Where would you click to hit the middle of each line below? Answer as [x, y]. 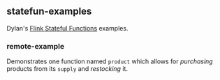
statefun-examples [49, 11]
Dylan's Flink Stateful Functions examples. [67, 28]
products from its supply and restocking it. [67, 69]
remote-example [35, 46]
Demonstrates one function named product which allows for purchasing [110, 61]
